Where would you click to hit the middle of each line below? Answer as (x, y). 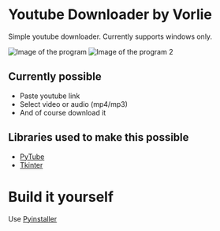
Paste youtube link (50, 96)
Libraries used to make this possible (99, 137)
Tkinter (31, 165)
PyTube (32, 157)
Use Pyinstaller (33, 218)
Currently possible (55, 77)
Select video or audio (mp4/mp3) (73, 104)
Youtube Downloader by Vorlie (110, 15)
